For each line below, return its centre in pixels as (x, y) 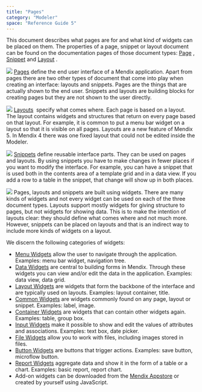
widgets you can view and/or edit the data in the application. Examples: (104, 273)
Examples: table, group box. (50, 318)
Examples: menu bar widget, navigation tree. (71, 261)
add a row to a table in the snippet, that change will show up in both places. (100, 180)
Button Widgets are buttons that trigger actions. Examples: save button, (104, 350)
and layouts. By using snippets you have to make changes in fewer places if (100, 161)
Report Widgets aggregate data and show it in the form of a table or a (101, 363)
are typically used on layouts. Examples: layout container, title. (92, 292)
